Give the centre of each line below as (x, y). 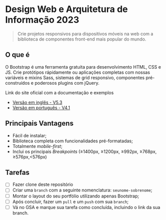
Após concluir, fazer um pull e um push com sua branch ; (70, 201)
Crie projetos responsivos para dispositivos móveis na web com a (85, 34)
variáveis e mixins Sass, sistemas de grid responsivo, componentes (75, 77)
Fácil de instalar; (29, 135)
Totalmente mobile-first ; (37, 146)
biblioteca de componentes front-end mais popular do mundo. (82, 39)
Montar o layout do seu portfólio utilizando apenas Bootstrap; (76, 196)
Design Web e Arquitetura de (66, 9)
